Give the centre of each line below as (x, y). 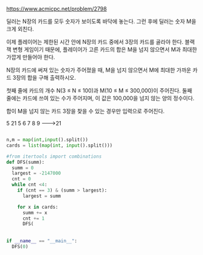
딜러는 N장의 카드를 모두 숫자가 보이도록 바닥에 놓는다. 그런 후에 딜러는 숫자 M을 (101, 21)
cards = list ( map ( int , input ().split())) (60, 145)
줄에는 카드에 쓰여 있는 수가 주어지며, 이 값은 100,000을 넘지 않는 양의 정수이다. (100, 98)
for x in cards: (38, 207)
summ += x (35, 212)
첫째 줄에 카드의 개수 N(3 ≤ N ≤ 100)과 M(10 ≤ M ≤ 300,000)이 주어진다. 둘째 (99, 90)
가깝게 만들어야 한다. (31, 57)
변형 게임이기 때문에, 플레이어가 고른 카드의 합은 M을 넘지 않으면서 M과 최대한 (105, 49)
